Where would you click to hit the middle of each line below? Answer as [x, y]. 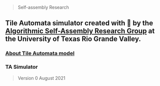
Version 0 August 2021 [41, 78]
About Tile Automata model [40, 54]
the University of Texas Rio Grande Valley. [73, 39]
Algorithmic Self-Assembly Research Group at [80, 31]
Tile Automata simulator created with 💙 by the [79, 23]
